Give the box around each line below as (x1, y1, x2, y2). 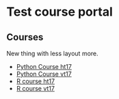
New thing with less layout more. (6, 49, 98, 57)
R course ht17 (16, 77, 55, 85)
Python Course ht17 (16, 63, 72, 70)
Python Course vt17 (16, 70, 72, 78)
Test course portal (6, 4, 114, 20)
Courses (6, 31, 44, 43)
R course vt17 (16, 85, 55, 92)
